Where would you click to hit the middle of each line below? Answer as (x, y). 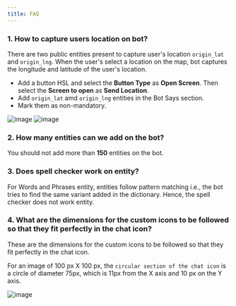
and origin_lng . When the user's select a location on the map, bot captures (117, 62)
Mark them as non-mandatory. (62, 105)
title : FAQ (23, 14)
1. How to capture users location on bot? (78, 38)
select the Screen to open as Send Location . (83, 90)
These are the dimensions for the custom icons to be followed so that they (116, 244)
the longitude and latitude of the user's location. (77, 69)
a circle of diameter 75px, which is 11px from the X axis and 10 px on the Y (115, 273)
